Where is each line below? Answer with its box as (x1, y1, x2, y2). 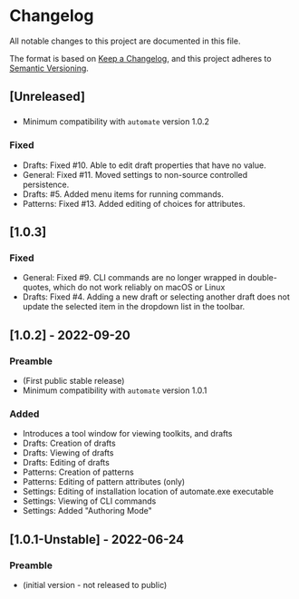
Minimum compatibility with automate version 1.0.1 (22, 385, 207, 396)
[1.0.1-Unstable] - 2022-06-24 (9, 532, 184, 547)
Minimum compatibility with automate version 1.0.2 (22, 116, 210, 127)
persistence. (22, 179, 70, 190)
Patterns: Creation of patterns (22, 466, 134, 477)
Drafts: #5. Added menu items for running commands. (22, 188, 224, 200)
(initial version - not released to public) (22, 579, 168, 590)
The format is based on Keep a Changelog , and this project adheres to (9, 53, 272, 64)
